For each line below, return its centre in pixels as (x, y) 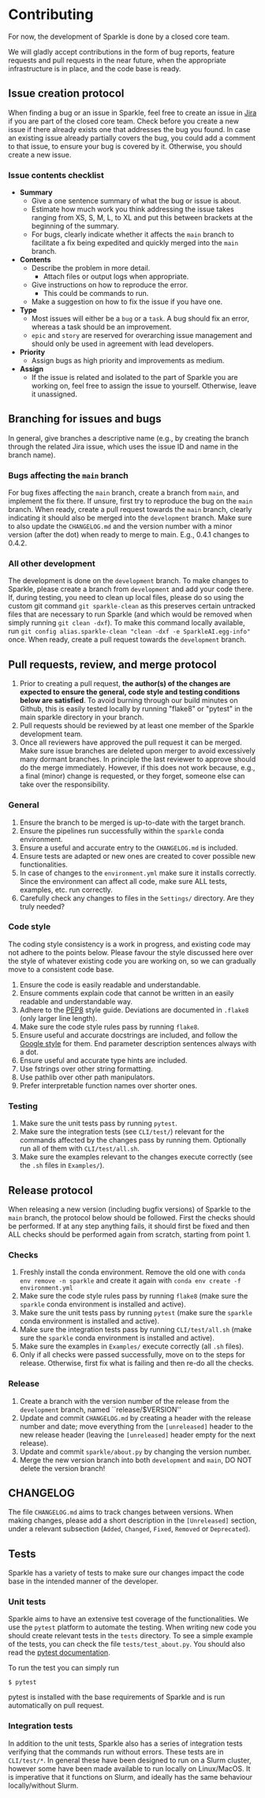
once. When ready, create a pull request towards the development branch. (127, 639)
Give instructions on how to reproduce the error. (110, 285)
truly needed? (42, 906)
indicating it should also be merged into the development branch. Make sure (130, 518)
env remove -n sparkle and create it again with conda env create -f (130, 1280)
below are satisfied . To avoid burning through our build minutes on (129, 700)
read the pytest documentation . (59, 1652)
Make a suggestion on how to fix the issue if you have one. (127, 302)
